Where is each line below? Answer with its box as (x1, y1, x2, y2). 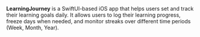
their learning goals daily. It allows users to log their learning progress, (6, 11, 181, 18)
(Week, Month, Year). (6, 24, 59, 31)
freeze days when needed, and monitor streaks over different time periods (6, 18, 191, 24)
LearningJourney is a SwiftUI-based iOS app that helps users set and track (6, 5, 194, 12)
